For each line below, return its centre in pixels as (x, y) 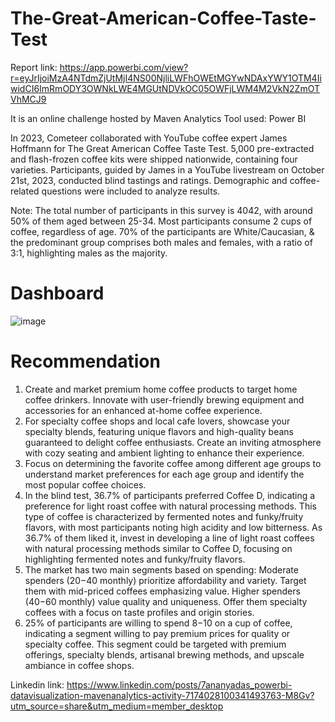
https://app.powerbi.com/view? (124, 67)
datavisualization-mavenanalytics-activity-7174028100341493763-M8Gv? (162, 695)
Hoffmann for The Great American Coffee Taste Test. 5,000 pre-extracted (162, 148)
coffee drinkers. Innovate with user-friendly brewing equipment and (164, 399)
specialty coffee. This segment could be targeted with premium (155, 644)
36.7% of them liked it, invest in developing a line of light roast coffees (169, 538)
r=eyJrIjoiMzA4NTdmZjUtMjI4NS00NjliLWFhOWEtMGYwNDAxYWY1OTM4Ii (166, 78)
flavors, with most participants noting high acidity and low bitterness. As (173, 527)
